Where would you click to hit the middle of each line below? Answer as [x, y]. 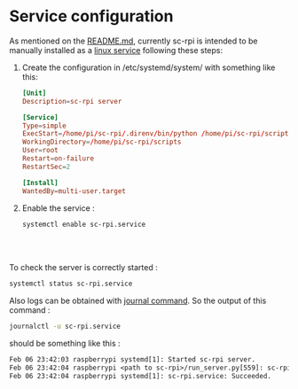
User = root [40, 151]
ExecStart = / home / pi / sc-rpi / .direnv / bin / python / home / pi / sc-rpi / [143, 134]
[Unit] [34, 93]
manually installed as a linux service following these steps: [116, 50]
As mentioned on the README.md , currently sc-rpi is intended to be [133, 41]
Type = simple [44, 126]
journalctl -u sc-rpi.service [65, 327]
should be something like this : [65, 344]
